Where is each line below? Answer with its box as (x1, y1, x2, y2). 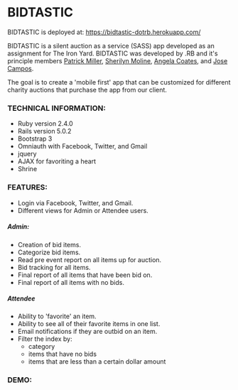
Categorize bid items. (17, 248, 81, 256)
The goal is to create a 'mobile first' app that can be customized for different (7, 77, 231, 86)
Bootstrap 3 (17, 134, 53, 143)
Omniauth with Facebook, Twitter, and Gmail (17, 142, 148, 151)
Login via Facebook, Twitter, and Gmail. (17, 198, 134, 207)
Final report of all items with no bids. (17, 278, 124, 286)
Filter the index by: (17, 335, 72, 343)
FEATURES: (7, 183, 48, 193)
